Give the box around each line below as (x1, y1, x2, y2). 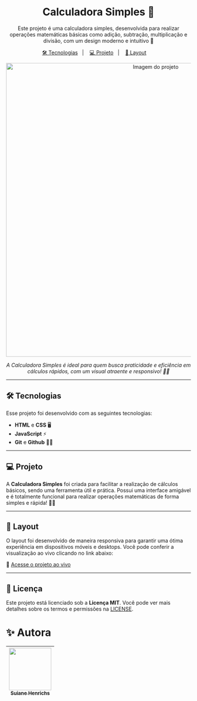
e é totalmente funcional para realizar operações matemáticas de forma (6, 493, 179, 500)
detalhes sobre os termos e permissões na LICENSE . (6, 605, 134, 613)
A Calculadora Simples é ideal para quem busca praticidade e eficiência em (6, 361, 191, 368)
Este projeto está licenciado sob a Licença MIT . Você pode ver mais (6, 599, 171, 606)
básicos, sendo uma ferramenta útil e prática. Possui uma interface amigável (6, 487, 191, 494)
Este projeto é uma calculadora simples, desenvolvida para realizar (17, 25, 180, 32)
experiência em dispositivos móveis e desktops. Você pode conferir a (6, 544, 174, 551)
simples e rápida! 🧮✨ (6, 499, 56, 506)
